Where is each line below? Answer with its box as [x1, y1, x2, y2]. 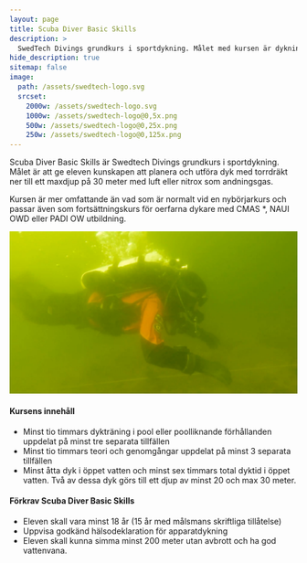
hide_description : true [9, 53, 101, 63]
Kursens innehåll [9, 406, 76, 417]
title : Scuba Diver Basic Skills [9, 24, 137, 34]
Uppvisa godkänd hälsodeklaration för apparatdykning [22, 526, 228, 536]
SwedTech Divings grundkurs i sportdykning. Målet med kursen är [17, 44, 272, 53]
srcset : [17, 91, 48, 101]
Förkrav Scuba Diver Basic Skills [9, 495, 135, 506]
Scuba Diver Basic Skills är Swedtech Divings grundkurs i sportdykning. [9, 156, 281, 168]
